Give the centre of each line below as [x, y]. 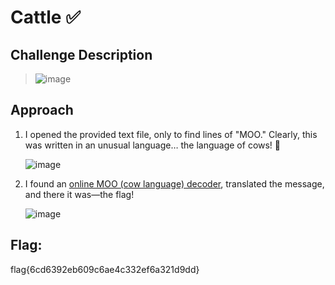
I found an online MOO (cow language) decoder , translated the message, [174, 183]
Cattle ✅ [45, 17]
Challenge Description [81, 54]
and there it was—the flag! [79, 194]
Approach [42, 110]
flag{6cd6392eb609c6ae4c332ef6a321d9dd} [105, 269]
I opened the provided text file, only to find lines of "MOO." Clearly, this [171, 134]
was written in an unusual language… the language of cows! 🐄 [153, 145]
